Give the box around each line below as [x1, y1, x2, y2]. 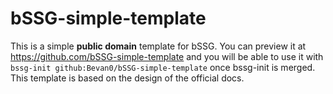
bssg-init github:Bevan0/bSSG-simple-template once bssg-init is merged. [10, 61, 316, 73]
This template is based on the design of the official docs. [10, 72, 245, 84]
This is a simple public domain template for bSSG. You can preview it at [10, 40, 307, 52]
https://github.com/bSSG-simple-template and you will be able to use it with [10, 50, 324, 62]
